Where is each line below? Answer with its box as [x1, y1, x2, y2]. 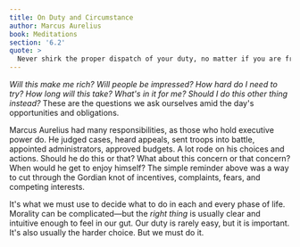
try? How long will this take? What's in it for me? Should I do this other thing [9, 88, 288, 99]
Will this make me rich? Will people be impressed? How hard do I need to [9, 79, 279, 89]
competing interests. [9, 182, 85, 192]
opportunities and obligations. [9, 108, 120, 118]
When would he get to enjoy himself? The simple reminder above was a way [9, 162, 289, 173]
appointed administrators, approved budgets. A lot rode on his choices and [9, 144, 285, 154]
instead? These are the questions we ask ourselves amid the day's [9, 98, 254, 108]
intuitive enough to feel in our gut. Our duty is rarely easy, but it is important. [9, 218, 290, 228]
